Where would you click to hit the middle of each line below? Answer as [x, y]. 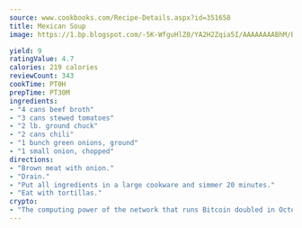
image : [22, 34]
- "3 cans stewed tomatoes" [62, 118]
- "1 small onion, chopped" [62, 151]
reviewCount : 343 [42, 76]
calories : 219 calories [54, 68]
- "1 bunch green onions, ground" [74, 143]
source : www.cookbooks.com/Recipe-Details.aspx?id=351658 [120, 18]
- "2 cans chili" [42, 135]
